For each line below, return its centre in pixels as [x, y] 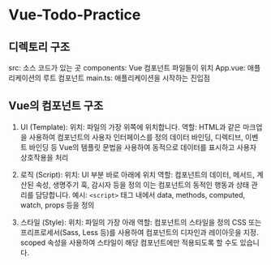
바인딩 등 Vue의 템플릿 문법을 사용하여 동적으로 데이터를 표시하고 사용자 [143, 147]
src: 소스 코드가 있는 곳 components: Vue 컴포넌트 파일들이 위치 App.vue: [127, 68]
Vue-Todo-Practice [75, 15]
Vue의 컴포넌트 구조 [56, 106]
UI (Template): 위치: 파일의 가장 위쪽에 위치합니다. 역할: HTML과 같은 [131, 126]
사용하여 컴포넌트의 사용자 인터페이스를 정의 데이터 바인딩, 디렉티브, [136, 137]
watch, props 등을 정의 [57, 205]
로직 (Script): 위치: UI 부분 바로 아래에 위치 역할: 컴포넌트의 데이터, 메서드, [138, 174]
